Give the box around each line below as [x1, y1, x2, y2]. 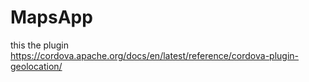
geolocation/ [10, 60, 63, 72]
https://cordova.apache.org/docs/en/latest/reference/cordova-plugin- [10, 49, 300, 61]
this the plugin [10, 39, 70, 51]
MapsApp [10, 6, 93, 29]
